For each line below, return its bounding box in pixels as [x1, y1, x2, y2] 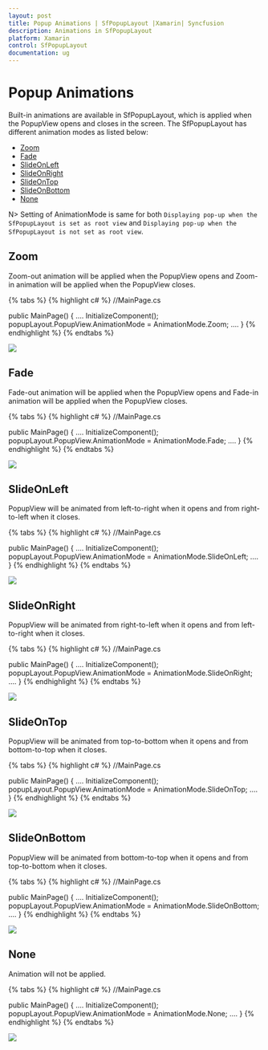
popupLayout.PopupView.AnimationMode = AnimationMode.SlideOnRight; [8, 668, 253, 678]
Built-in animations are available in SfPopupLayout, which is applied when [8, 110, 252, 120]
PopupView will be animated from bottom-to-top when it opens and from [8, 853, 249, 862]
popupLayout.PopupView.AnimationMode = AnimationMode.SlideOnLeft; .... [8, 551, 259, 562]
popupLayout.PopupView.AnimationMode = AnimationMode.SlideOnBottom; [8, 901, 260, 910]
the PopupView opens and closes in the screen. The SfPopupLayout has [8, 118, 247, 128]
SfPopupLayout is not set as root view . [8, 226, 144, 236]
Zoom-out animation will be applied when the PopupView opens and [8, 271, 234, 281]
